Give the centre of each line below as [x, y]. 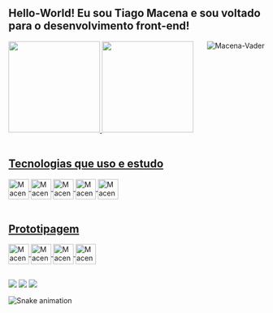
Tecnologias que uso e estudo [86, 164]
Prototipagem [44, 229]
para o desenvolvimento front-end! [99, 26]
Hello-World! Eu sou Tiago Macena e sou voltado [135, 13]
